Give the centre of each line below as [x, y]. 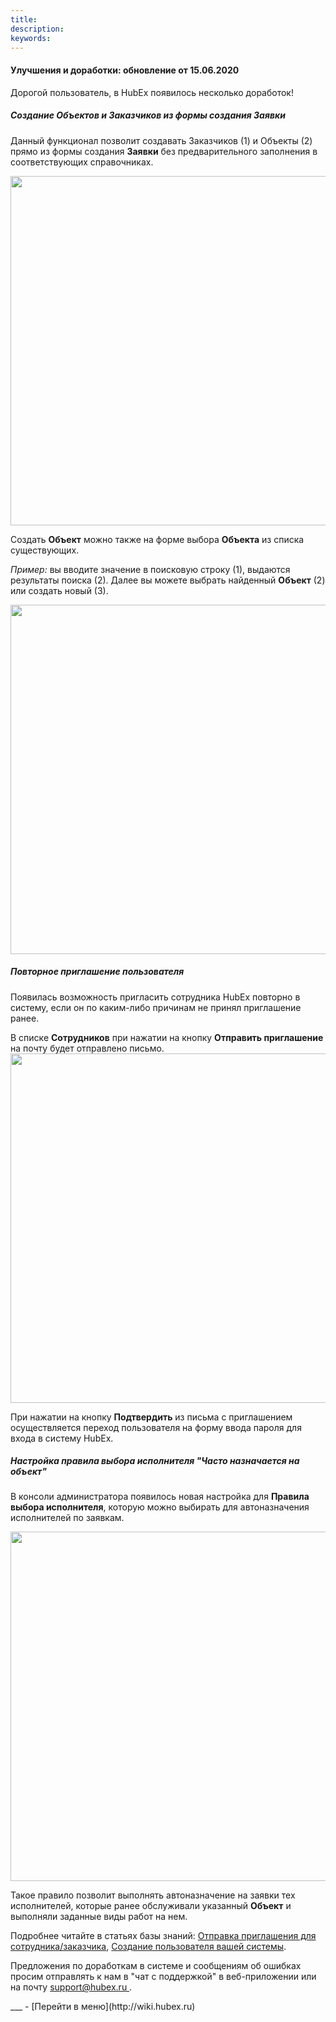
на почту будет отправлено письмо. [87, 1048]
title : [24, 19]
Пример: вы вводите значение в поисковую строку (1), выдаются [150, 569]
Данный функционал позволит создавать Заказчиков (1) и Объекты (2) [161, 140]
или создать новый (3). [59, 590]
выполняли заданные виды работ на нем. [99, 1917]
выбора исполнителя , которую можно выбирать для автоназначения [160, 1507]
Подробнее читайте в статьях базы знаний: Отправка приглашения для [163, 1936]
